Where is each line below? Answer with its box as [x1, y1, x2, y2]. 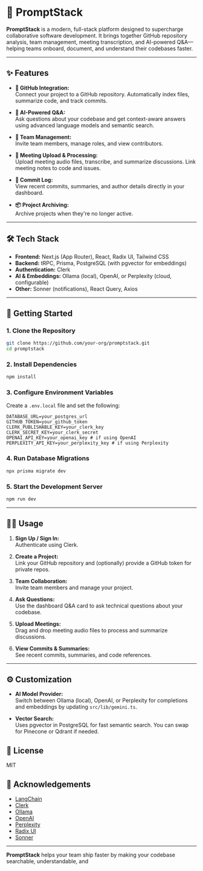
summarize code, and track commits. [14, 97, 108, 104]
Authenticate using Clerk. [14, 541, 79, 548]
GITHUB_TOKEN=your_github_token [6, 419, 88, 425]
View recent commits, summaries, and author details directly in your [14, 182, 185, 190]
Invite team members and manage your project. [14, 584, 134, 591]
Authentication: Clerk [14, 266, 71, 273]
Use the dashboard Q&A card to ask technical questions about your [14, 602, 183, 609]
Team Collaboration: [14, 577, 68, 585]
